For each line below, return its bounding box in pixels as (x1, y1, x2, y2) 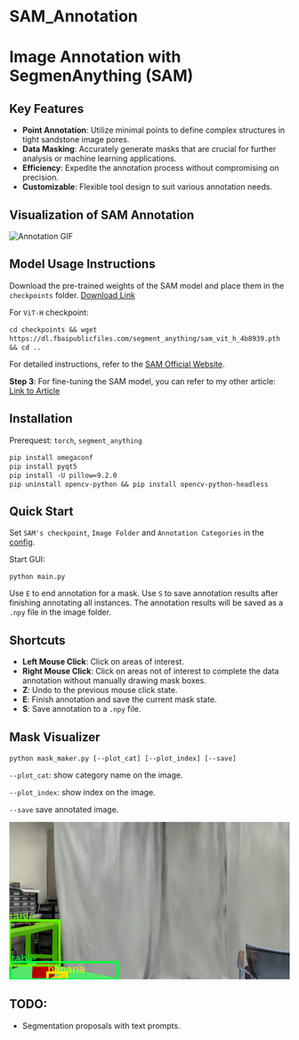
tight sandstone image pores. (21, 134, 130, 145)
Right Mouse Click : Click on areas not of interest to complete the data (21, 665, 279, 677)
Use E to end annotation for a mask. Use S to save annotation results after (9, 588, 279, 599)
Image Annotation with (9, 47, 182, 68)
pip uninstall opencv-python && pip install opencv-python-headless (9, 480, 269, 488)
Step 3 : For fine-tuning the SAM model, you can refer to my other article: (9, 375, 276, 386)
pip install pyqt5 (9, 462, 77, 471)
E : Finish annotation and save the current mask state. (21, 694, 217, 705)
